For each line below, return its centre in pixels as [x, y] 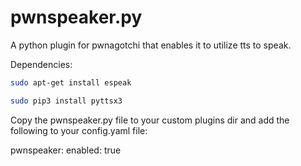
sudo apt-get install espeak [71, 82]
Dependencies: [41, 64]
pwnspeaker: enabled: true [66, 150]
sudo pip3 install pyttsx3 [66, 101]
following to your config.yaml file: [79, 130]
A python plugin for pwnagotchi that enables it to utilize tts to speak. [151, 45]
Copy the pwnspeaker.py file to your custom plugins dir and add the [150, 120]
